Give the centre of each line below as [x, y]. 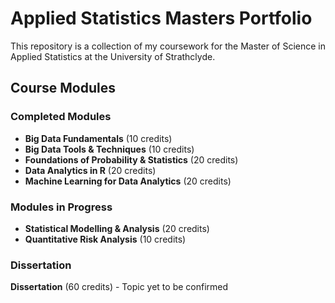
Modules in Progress [61, 207]
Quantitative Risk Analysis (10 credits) [105, 239]
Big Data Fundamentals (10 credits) [98, 138]
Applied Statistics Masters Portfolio [161, 18]
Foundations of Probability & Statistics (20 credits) [131, 159]
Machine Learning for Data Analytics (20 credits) [128, 181]
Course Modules [63, 88]
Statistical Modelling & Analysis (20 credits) [117, 228]
